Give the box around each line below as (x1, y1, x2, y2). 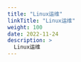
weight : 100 (7, 24, 43, 31)
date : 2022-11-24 (7, 30, 59, 38)
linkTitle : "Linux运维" (7, 17, 76, 24)
